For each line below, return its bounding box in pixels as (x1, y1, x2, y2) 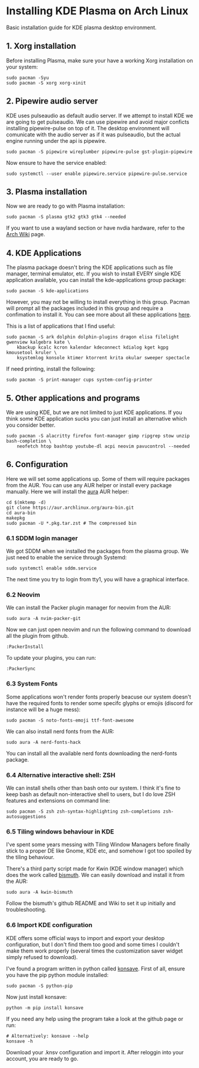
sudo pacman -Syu (6, 74, 49, 81)
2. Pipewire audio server (6, 96, 98, 107)
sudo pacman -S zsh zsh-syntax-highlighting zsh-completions (6, 809, 161, 815)
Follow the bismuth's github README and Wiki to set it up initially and (6, 900, 176, 907)
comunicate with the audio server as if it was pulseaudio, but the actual (6, 131, 181, 138)
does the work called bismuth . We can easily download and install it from (6, 872, 185, 879)
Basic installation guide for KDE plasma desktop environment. (6, 24, 157, 31)
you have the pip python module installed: (6, 971, 109, 978)
